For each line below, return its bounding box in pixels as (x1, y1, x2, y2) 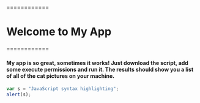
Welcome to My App (6, 25, 112, 39)
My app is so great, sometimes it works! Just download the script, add (6, 59, 188, 66)
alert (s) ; (6, 91, 32, 98)
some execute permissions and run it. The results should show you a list (6, 66, 194, 73)
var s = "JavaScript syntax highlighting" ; (6, 86, 119, 92)
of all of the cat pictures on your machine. (6, 72, 115, 80)
